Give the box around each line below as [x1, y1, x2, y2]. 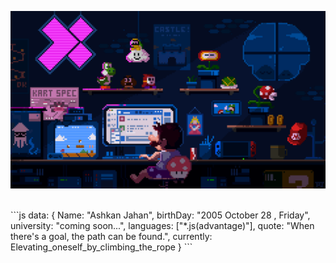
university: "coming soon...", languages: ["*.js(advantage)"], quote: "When [10, 219, 315, 231]
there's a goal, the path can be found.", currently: [10, 230, 213, 242]
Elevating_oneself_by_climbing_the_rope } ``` [10, 241, 193, 253]
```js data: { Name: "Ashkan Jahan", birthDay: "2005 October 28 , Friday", [10, 209, 311, 221]
